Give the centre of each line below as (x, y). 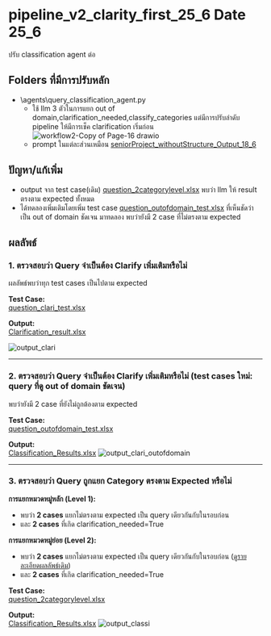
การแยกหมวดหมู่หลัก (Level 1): (52, 499)
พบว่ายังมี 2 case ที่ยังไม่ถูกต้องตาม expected (73, 404)
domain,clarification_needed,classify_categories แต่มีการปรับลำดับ (136, 117)
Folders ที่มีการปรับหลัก (59, 80)
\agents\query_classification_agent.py (83, 99)
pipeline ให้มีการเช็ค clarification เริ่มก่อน (93, 126)
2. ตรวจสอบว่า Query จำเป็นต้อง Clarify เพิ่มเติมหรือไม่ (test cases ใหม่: (131, 376)
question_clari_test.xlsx (47, 308)
